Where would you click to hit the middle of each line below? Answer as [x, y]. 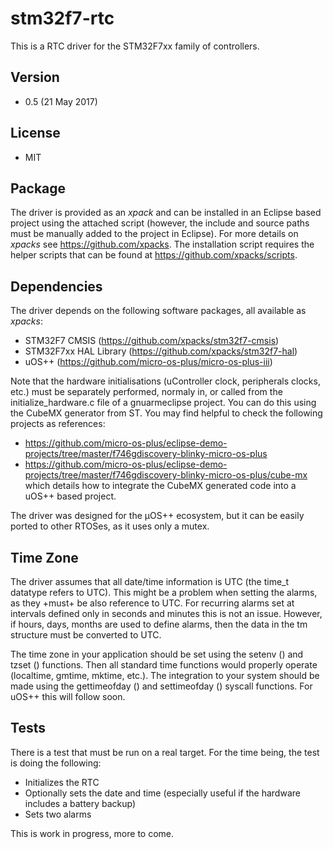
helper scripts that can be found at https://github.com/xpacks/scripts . [154, 255]
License [35, 133]
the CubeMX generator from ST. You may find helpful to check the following [166, 413]
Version [35, 77]
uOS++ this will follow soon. [68, 696]
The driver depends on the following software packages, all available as [158, 311]
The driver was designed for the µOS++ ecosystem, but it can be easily [157, 516]
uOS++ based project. [70, 496]
